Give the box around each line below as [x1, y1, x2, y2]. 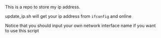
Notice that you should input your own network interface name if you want [5, 23, 156, 28]
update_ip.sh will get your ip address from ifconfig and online [5, 13, 132, 19]
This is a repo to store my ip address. [5, 4, 80, 10]
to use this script [5, 28, 39, 33]
